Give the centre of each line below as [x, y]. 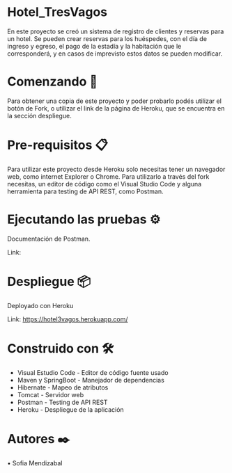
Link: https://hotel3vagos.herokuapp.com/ [68, 319]
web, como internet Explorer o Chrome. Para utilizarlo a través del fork [108, 176]
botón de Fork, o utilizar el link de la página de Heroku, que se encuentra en [116, 108]
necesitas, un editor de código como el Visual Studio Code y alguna [105, 184]
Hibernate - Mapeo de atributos [63, 387]
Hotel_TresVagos [57, 12]
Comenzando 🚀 [53, 82]
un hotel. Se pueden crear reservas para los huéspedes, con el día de [107, 38]
